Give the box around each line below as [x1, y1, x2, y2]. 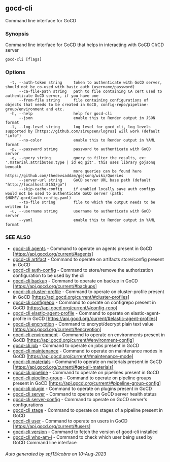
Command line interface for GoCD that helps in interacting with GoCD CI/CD [5, 42, 164, 48]
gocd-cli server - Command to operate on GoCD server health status [12, 390, 157, 397]
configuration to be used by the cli [12, 272, 85, 278]
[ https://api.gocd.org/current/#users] [12, 423, 91, 429]
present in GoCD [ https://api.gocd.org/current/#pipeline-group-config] [12, 380, 161, 386]
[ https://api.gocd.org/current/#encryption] [12, 326, 101, 332]
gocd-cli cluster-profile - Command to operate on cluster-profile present [12, 289, 164, 295]
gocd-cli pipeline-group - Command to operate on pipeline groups [12, 375, 152, 381]
